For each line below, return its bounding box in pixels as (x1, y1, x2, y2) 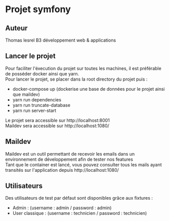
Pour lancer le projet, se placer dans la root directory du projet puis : (5, 76, 148, 82)
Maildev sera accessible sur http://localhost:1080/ (5, 123, 110, 129)
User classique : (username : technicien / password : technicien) (12, 210, 147, 216)
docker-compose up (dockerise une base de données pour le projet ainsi (12, 86, 165, 92)
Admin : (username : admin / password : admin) (12, 205, 112, 211)
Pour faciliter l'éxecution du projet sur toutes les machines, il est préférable (5, 65, 162, 71)
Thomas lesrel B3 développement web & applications (5, 37, 116, 43)
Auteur (5, 24, 28, 32)
